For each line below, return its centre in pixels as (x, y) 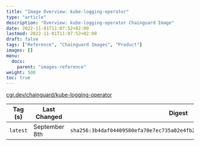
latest (18, 131)
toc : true (18, 78)
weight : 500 (21, 72)
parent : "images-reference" (51, 67)
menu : (13, 56)
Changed (49, 117)
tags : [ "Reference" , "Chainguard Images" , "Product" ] (74, 45)
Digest (178, 113)
